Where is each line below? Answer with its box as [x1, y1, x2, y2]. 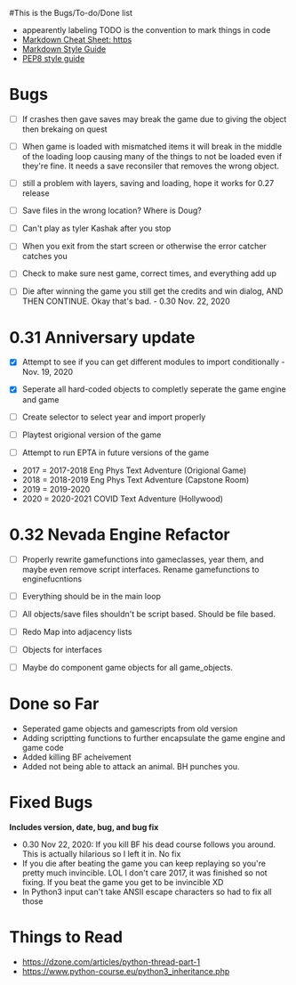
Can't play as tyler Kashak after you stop [21, 223, 172, 234]
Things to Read [9, 927, 123, 948]
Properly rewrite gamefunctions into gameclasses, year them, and [21, 554, 264, 565]
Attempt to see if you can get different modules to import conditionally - [21, 356, 285, 368]
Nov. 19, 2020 [21, 367, 74, 378]
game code [21, 742, 64, 753]
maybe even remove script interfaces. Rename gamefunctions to [21, 564, 260, 574]
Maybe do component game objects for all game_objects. [21, 662, 234, 672]
